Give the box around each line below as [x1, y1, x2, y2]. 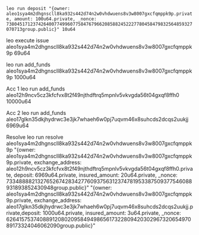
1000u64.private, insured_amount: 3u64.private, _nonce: [42, 209, 181, 217]
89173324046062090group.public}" [6, 222, 96, 229]
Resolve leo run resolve [6, 134, 64, 140]
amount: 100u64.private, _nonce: [14, 16, 97, 22]
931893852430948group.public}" [6, 184, 89, 191]
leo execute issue [6, 37, 49, 44]
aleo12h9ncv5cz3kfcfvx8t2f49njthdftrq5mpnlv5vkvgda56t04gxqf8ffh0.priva [6, 165, 193, 172]
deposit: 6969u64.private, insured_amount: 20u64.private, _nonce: [14, 171, 178, 178]
